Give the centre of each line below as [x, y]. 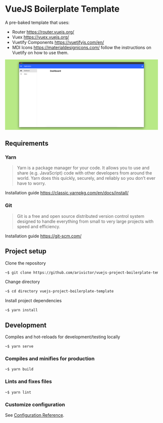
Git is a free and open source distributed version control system [81, 216]
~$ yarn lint [18, 392]
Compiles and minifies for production [50, 359]
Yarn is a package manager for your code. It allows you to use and [83, 168]
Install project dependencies [33, 301]
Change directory [23, 282]
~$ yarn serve [19, 346]
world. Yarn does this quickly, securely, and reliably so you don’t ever [86, 178]
